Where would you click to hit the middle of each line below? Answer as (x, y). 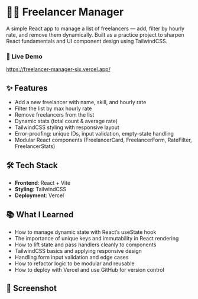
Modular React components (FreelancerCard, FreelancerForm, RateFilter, (103, 140)
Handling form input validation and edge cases (72, 257)
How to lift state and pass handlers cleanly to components (85, 245)
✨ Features (27, 88)
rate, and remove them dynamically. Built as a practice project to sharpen (95, 34)
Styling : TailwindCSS (40, 189)
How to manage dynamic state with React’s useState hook (85, 232)
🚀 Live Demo (24, 56)
